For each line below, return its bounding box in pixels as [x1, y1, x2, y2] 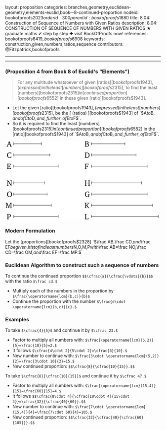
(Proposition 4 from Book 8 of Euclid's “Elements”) [5, 68, 130, 75]
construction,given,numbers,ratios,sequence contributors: [5, 41, 124, 47]
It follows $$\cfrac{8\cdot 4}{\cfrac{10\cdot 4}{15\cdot [12, 393, 130, 399]
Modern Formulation [5, 227, 55, 234]
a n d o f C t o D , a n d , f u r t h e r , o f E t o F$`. [12, 115, 82, 121]
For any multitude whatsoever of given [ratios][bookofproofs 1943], [17, 79, 154, 85]
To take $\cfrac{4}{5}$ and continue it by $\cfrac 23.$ [5, 327, 118, 333]
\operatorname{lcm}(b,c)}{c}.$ [12, 304, 77, 309]
